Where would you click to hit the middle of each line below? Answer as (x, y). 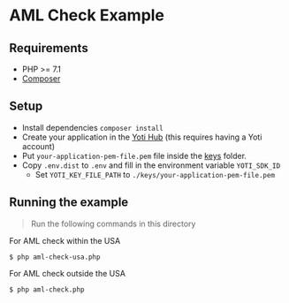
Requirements (49, 48)
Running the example (69, 203)
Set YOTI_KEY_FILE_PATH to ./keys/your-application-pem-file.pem (155, 174)
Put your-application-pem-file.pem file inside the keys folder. (134, 155)
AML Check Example (87, 15)
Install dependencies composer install (92, 127)
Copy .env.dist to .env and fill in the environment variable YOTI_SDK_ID (151, 165)
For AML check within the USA (65, 240)
